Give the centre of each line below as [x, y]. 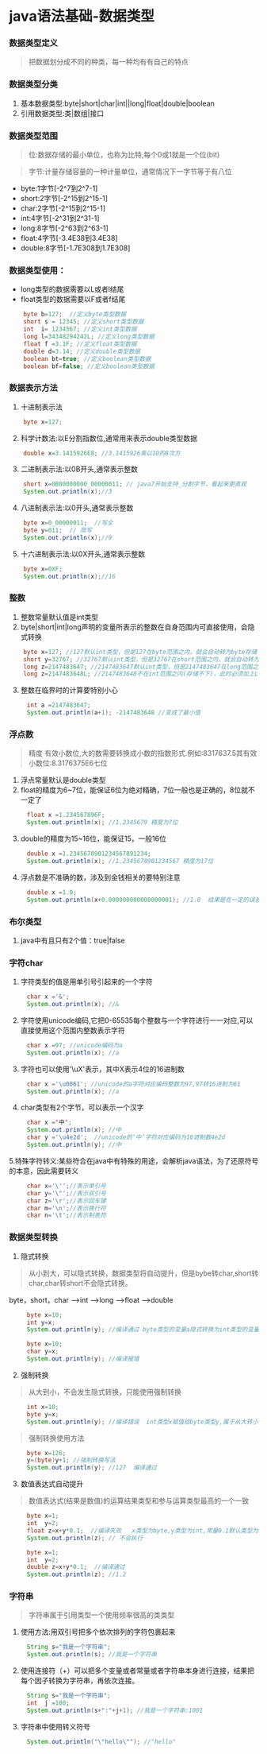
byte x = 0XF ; [43, 569]
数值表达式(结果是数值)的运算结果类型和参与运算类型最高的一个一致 [139, 1501]
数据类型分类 [34, 84]
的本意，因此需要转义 [44, 1171]
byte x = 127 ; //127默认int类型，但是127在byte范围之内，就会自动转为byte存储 [140, 652]
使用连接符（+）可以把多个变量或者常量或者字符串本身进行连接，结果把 [137, 1671]
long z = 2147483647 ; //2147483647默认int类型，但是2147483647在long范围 [138, 667]
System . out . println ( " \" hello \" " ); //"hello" [101, 1741]
